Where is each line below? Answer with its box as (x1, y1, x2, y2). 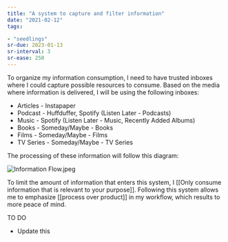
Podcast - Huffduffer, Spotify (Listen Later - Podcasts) (17, 108, 172, 117)
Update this (17, 227, 50, 235)
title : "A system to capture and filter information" (7, 10, 165, 17)
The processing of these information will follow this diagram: (7, 151, 179, 159)
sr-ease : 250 (7, 54, 45, 62)
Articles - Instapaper (17, 101, 76, 110)
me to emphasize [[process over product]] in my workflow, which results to (7, 192, 220, 201)
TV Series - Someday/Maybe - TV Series (17, 138, 133, 146)
